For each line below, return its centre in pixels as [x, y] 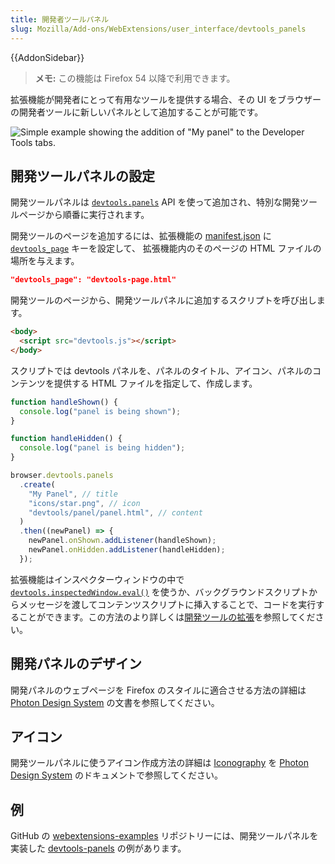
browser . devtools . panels [62, 476]
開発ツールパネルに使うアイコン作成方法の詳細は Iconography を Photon [159, 763]
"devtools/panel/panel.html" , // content [115, 512]
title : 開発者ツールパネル [60, 19]
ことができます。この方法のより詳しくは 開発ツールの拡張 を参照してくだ [167, 617]
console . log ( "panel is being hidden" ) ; [102, 448]
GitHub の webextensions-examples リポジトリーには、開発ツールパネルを [164, 836]
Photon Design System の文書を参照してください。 [115, 702]
